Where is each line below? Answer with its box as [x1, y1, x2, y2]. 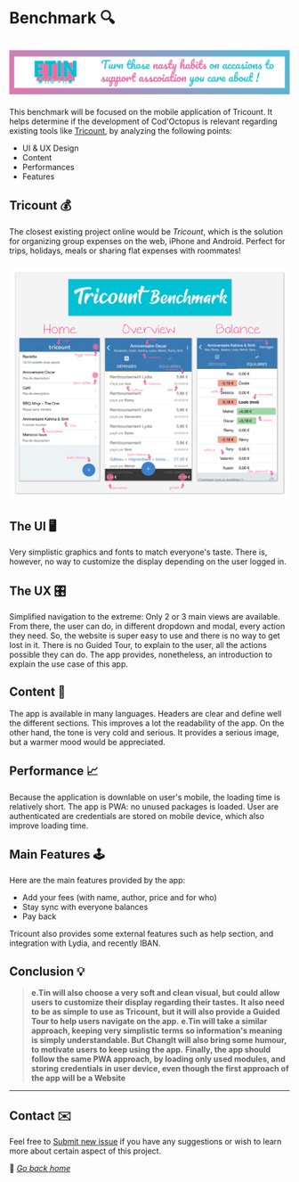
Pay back [21, 911, 57, 922]
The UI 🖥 [9, 519, 57, 534]
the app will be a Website [30, 1072, 126, 1084]
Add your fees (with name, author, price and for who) [21, 892, 218, 903]
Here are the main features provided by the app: [9, 875, 186, 886]
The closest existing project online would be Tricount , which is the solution [9, 226, 283, 237]
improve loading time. [9, 820, 89, 831]
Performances [21, 161, 75, 172]
